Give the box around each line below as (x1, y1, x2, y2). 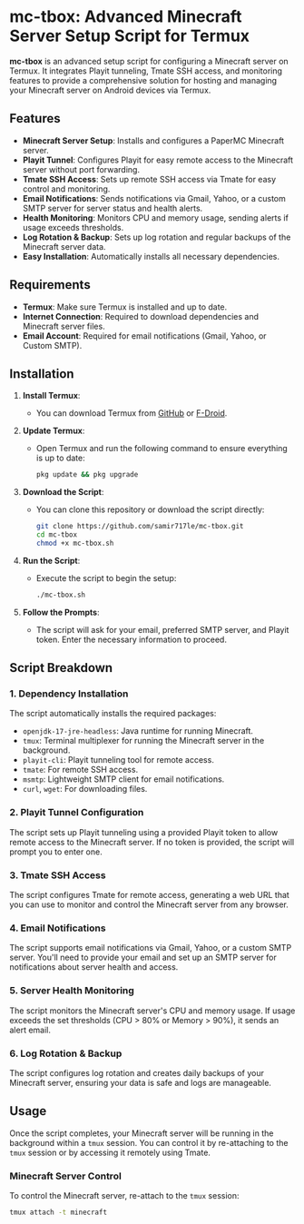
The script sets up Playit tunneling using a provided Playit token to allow (9, 826, 279, 837)
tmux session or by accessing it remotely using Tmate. (9, 1147, 211, 1158)
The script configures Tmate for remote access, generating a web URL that (9, 890, 290, 901)
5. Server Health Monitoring (9, 984, 134, 997)
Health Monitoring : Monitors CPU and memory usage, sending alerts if (22, 212, 289, 223)
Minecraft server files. (22, 321, 106, 331)
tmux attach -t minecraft (9, 1208, 107, 1218)
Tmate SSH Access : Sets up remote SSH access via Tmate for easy (22, 173, 277, 184)
